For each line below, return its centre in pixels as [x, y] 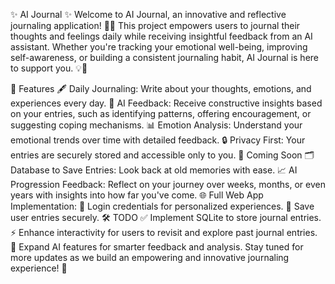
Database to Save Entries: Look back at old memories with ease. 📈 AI [154, 170]
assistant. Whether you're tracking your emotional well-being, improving [159, 47]
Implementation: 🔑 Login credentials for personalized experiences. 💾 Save [162, 206]
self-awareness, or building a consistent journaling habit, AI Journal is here [164, 57]
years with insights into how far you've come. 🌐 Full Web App [137, 195]
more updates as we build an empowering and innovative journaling [150, 257]
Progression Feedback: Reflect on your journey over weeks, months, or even [168, 184]
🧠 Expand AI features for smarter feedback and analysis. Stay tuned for [157, 247]
